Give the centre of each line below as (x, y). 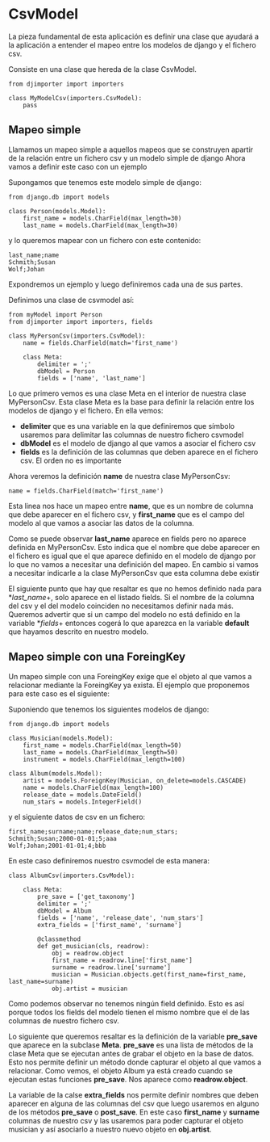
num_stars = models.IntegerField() (83, 802)
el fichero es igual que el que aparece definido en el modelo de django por (132, 556)
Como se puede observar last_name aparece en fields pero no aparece (127, 539)
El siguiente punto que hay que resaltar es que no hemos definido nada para (135, 588)
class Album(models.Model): (56, 773)
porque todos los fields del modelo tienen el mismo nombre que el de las (129, 1012)
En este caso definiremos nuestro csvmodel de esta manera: (109, 860)
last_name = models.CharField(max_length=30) (101, 225)
